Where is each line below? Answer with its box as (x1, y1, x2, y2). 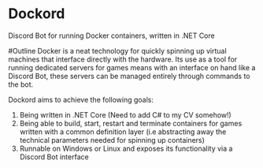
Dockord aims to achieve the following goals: (8, 95, 154, 104)
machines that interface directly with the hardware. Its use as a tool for (8, 54, 238, 64)
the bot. (8, 80, 34, 89)
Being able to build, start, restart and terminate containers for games (19, 118, 243, 128)
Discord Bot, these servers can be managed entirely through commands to (8, 71, 250, 80)
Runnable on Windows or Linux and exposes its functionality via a (19, 144, 233, 153)
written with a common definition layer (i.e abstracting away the (19, 127, 227, 136)
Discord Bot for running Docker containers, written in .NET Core (8, 31, 215, 40)
